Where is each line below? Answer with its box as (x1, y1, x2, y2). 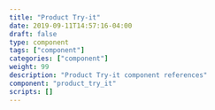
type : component (9, 37, 69, 47)
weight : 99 (9, 63, 50, 72)
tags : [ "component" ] (9, 46, 86, 55)
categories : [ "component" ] (9, 54, 109, 63)
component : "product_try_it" (9, 79, 117, 88)
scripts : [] (9, 87, 53, 96)
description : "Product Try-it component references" (9, 71, 208, 80)
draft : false (9, 29, 58, 38)
